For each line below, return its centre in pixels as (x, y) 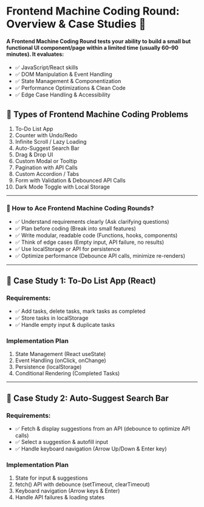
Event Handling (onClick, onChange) (60, 361)
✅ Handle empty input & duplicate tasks (65, 325)
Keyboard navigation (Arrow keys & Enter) (67, 491)
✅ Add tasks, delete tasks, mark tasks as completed (80, 311)
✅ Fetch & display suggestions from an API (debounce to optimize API (103, 429)
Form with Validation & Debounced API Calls (70, 181)
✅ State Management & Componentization (68, 81)
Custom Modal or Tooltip (46, 161)
